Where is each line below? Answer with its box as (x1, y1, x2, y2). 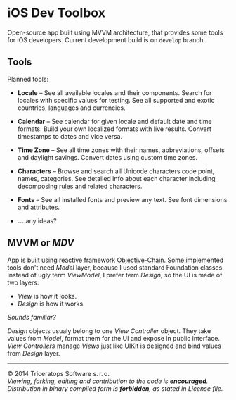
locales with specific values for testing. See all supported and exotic (17, 96, 215, 104)
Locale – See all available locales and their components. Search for (17, 88, 212, 96)
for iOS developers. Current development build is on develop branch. (7, 35, 206, 44)
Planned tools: (7, 75, 49, 83)
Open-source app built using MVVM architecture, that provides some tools (7, 28, 223, 37)
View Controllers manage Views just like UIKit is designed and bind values (7, 342, 221, 350)
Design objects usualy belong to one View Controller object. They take (7, 326, 211, 335)
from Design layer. (7, 349, 60, 357)
